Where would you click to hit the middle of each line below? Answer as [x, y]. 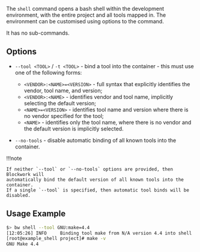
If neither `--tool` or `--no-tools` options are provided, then [89, 169]
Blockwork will [25, 174]
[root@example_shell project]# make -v [56, 239]
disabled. [19, 195]
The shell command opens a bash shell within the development [85, 9]
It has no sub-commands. [38, 33]
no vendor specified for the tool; [64, 116]
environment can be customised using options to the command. [85, 21]
